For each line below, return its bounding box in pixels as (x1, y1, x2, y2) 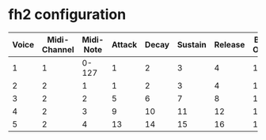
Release (214, 39, 245, 50)
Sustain (177, 39, 207, 50)
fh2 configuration (8, 6, 127, 24)
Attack (111, 39, 138, 50)
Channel (42, 44, 74, 55)
